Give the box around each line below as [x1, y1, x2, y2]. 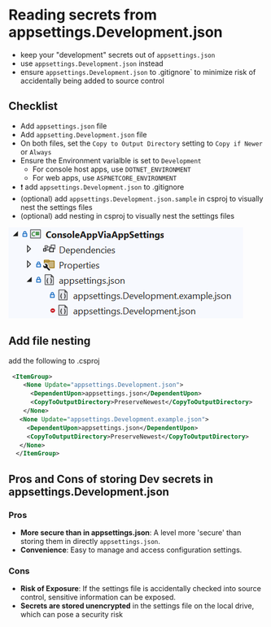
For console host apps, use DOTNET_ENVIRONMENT [32, 164, 191, 174]
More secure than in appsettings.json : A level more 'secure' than [20, 528, 242, 538]
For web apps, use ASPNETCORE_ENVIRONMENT [32, 172, 177, 182]
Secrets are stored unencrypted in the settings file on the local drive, [20, 601, 255, 611]
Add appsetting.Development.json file [20, 129, 147, 139]
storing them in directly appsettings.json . [20, 537, 161, 546]
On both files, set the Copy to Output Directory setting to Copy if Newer [20, 138, 263, 148]
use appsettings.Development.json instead [20, 59, 164, 68]
